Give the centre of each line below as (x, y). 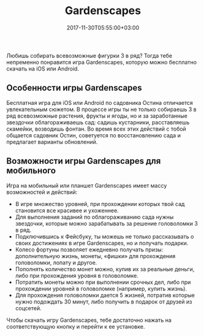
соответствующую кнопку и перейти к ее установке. (76, 326)
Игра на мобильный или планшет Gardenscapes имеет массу (87, 185)
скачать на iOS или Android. (43, 69)
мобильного (31, 171)
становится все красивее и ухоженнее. (67, 210)
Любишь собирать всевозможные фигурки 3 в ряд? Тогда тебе (89, 55)
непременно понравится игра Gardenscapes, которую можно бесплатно (102, 62)
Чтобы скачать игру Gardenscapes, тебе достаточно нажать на (89, 320)
